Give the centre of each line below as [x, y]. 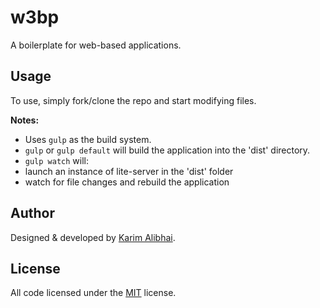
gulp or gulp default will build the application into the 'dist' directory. [167, 150]
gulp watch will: [56, 160]
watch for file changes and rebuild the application [127, 182]
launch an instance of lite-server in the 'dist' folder [129, 171]
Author [32, 213]
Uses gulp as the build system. [88, 139]
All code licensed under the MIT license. [93, 293]
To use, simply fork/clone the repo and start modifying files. [133, 100]
